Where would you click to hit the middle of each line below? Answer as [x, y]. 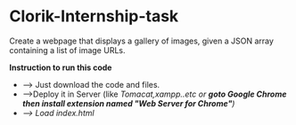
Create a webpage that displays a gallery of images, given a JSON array [142, 41]
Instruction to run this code [61, 67]
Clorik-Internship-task [94, 16]
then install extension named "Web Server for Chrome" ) [128, 103]
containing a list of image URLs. [67, 50]
